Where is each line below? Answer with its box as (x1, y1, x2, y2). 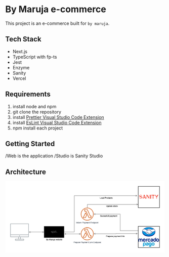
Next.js (12, 48, 28, 54)
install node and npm (12, 103, 57, 109)
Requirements (5, 90, 51, 99)
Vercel (12, 75, 26, 81)
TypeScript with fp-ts (12, 54, 57, 60)
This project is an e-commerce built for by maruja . (5, 20, 110, 26)
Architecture (5, 167, 47, 176)
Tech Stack (5, 35, 41, 44)
